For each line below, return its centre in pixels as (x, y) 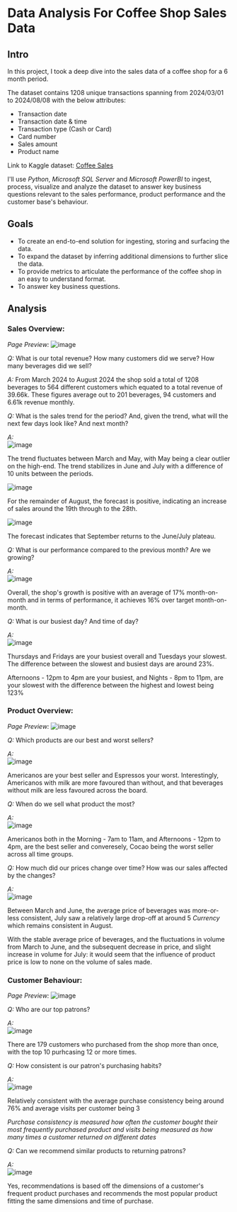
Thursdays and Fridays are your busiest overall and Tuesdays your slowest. (117, 656)
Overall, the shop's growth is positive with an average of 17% (96, 592)
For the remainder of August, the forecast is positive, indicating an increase (117, 501)
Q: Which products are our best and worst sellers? (81, 740)
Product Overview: (40, 711)
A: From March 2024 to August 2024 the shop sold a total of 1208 (103, 379)
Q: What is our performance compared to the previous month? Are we (109, 550)
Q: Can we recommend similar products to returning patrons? (97, 1151)
